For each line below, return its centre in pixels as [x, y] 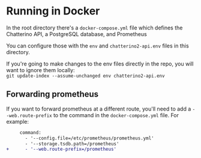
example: [17, 121]
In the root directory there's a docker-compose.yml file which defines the [94, 28]
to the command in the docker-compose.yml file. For [116, 115]
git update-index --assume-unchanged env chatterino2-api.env [85, 76]
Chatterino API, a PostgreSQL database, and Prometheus [76, 34]
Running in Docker [53, 11]
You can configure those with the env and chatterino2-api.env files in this [97, 46]
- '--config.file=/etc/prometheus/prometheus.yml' [89, 138]
